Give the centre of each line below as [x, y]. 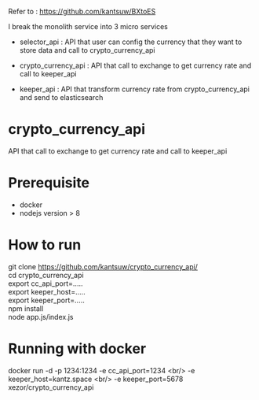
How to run [45, 245]
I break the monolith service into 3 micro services [88, 26]
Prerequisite [49, 183]
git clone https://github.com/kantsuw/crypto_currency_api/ [103, 266]
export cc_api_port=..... [46, 283]
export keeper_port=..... [46, 300]
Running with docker [77, 349]
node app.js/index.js [41, 317]
